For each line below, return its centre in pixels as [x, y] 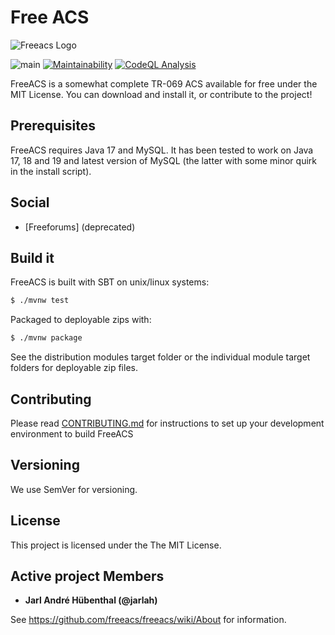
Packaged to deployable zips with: [81, 320]
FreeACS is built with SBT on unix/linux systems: [110, 282]
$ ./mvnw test [40, 301]
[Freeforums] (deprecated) [80, 227]
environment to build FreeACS [72, 433]
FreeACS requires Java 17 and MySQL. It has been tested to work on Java [162, 150]
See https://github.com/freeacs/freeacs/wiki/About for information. [148, 620]
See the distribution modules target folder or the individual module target [160, 357]
